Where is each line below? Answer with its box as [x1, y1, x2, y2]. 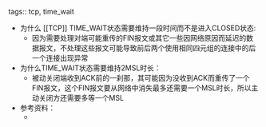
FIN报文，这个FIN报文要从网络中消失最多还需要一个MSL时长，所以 [31, 83, 252, 93]
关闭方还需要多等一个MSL [38, 93, 125, 102]
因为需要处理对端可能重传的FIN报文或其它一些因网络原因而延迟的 [31, 34, 247, 42]
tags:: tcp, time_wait [8, 7, 74, 16]
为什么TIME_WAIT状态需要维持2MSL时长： [19, 63, 161, 73]
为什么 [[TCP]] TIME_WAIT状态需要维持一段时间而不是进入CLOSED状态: [19, 23, 256, 33]
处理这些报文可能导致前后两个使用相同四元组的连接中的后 [66, 43, 256, 53]
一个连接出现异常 [31, 54, 89, 62]
